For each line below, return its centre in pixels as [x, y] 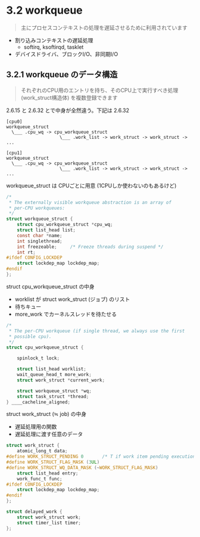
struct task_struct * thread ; [53, 396]
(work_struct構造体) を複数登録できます [69, 97]
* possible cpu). [30, 336]
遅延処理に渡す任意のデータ [49, 434]
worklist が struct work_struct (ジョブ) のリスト [72, 299]
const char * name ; [40, 235]
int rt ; [26, 252]
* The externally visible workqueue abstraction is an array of [90, 202]
